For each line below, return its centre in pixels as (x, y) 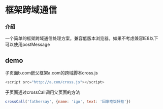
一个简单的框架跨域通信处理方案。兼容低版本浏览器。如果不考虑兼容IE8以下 (82, 38)
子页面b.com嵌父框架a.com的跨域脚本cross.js (51, 73)
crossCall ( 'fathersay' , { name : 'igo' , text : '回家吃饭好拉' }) (68, 102)
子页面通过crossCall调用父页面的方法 (43, 92)
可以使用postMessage (28, 44)
